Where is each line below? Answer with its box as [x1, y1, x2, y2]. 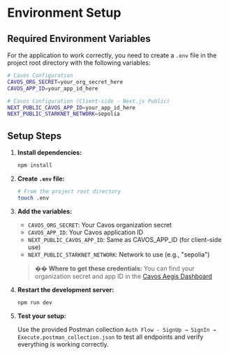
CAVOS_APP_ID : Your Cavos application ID [27, 228, 144, 236]
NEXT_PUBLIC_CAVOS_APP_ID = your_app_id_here [7, 104, 136, 111]
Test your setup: [17, 312, 66, 320]
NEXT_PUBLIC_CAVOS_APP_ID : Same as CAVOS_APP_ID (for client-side [27, 235, 222, 243]
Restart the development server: [17, 285, 114, 294]
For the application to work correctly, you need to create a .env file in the [7, 51, 217, 59]
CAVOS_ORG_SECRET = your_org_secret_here [7, 78, 124, 85]
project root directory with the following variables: [7, 59, 151, 67]
